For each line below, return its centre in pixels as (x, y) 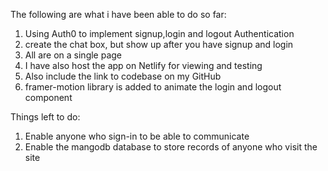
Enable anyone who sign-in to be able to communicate (137, 136)
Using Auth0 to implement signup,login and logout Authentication (159, 33)
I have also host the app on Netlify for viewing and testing (143, 65)
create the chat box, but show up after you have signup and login (159, 44)
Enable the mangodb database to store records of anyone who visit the (171, 147)
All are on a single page (73, 55)
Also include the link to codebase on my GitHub (123, 76)
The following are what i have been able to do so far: (118, 14)
